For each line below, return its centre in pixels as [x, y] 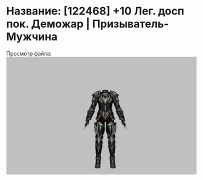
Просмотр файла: [29, 53]
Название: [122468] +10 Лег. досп [95, 11]
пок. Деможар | [48, 24]
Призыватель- [130, 24]
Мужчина [32, 37]
